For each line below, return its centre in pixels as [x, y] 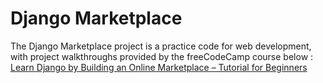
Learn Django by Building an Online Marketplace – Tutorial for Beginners [159, 67]
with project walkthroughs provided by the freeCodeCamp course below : [162, 56]
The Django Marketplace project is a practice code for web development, [161, 46]
